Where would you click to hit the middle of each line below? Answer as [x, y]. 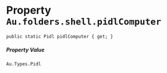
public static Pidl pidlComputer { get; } [60, 36]
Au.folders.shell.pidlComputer [84, 22]
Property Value [25, 50]
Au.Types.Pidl [24, 64]
